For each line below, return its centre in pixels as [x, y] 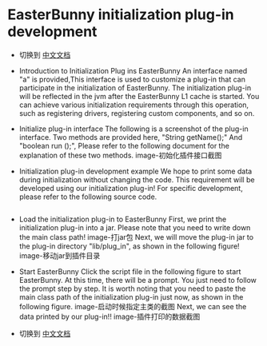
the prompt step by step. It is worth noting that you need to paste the [132, 288]
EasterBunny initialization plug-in [121, 15]
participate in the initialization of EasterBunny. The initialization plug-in [135, 87]
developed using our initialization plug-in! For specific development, [131, 188]
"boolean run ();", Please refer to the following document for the [124, 145]
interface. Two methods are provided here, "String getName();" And [131, 137]
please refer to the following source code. [88, 197]
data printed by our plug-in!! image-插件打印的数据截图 [110, 316]
